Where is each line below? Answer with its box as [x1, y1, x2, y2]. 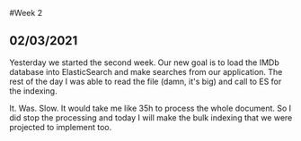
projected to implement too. [9, 121, 112, 132]
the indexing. [9, 85, 58, 96]
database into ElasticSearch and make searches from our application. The [9, 66, 283, 77]
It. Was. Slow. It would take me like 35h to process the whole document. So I [9, 103, 292, 113]
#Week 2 [9, 8, 43, 18]
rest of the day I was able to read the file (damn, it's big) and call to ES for [9, 76, 282, 87]
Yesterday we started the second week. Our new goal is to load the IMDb [9, 57, 280, 68]
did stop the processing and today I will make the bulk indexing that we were [9, 112, 293, 123]
